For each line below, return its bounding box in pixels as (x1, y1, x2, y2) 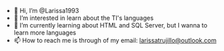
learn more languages (13, 28, 77, 37)
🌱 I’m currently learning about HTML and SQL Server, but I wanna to (13, 21, 207, 29)
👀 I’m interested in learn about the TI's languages (13, 14, 154, 22)
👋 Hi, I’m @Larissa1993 (13, 7, 80, 14)
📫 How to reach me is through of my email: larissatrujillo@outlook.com (13, 37, 216, 44)
